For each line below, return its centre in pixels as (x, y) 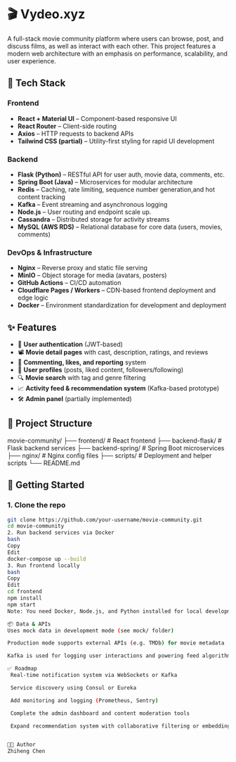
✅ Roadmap (22, 669)
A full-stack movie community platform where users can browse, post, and (115, 38)
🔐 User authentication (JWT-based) (70, 344)
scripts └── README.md (44, 463)
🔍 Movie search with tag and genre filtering (81, 378)
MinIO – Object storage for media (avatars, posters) (92, 275)
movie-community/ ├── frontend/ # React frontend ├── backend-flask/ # (115, 440)
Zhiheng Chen (26, 751)
